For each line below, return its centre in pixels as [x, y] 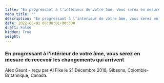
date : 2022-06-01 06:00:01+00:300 [40, 23]
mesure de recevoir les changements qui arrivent [65, 60]
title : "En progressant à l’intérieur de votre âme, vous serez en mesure [83, 9]
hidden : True [18, 32]
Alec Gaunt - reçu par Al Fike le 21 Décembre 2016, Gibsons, [66, 70]
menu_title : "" [20, 14]
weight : [13, 37]
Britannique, [17, 75]
